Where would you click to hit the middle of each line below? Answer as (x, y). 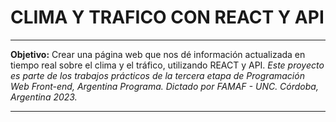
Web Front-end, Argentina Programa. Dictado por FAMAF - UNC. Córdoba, (164, 86)
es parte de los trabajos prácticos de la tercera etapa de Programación (157, 75)
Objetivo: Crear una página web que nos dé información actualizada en (158, 54)
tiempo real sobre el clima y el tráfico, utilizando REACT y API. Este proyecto (167, 65)
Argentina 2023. (44, 97)
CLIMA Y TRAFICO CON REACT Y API (167, 17)
